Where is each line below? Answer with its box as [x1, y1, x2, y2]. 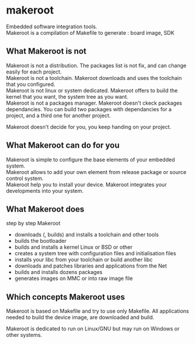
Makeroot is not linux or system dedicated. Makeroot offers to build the [6, 86, 178, 94]
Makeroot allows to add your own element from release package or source [6, 168, 187, 175]
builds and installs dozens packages [14, 269, 103, 276]
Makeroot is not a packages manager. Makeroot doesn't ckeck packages [6, 99, 182, 106]
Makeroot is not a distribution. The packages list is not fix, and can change [6, 62, 187, 69]
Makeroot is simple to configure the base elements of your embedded [6, 156, 175, 163]
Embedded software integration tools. [6, 23, 97, 30]
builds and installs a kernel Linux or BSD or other [14, 243, 133, 251]
